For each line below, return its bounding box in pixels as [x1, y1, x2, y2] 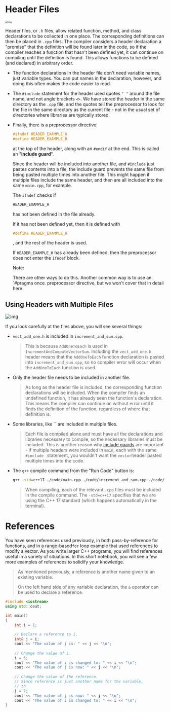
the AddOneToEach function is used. [25, 365, 97, 371]
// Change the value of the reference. [14, 674, 99, 680]
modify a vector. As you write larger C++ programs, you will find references [5, 548, 163, 554]
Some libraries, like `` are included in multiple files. [12, 421, 118, 427]
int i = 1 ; [14, 622, 37, 627]
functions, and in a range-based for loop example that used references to [5, 543, 158, 549]
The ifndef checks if [12, 192, 57, 198]
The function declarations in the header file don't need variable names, [12, 69, 161, 76]
